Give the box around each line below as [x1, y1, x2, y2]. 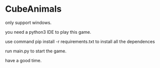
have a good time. [5, 57, 42, 63]
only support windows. [5, 20, 52, 25]
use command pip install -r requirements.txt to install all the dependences [5, 38, 155, 45]
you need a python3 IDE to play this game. [5, 29, 91, 35]
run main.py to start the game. [5, 48, 67, 54]
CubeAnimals [5, 3, 62, 15]
